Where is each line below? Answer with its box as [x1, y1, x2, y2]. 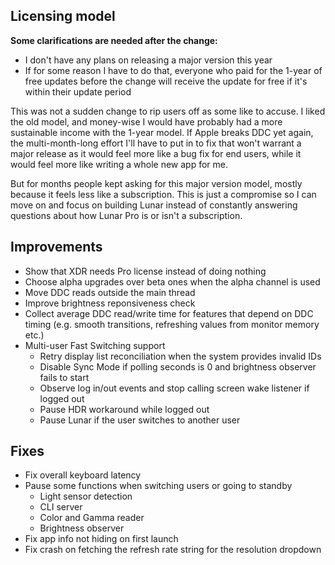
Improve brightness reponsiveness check [24, 297, 196, 309]
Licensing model [10, 8, 116, 25]
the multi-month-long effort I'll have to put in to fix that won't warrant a [10, 137, 302, 149]
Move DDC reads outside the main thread [24, 286, 196, 298]
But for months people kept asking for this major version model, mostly [10, 177, 303, 189]
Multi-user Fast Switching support [24, 339, 166, 351]
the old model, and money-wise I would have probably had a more [10, 115, 283, 128]
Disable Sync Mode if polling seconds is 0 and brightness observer [39, 360, 317, 373]
